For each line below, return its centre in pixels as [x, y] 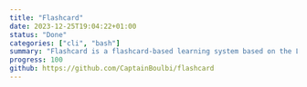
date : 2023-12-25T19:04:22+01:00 [73, 26]
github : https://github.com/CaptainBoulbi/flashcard [112, 69]
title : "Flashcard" [47, 18]
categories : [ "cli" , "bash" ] [65, 43]
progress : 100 [37, 60]
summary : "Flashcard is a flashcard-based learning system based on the [151, 52]
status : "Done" [38, 34]
